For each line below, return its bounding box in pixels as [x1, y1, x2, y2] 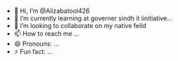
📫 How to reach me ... [13, 29, 80, 38]
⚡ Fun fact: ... [13, 48, 53, 55]
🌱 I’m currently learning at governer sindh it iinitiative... [13, 14, 172, 22]
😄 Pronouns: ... [13, 39, 60, 48]
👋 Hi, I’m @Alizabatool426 [13, 7, 90, 15]
